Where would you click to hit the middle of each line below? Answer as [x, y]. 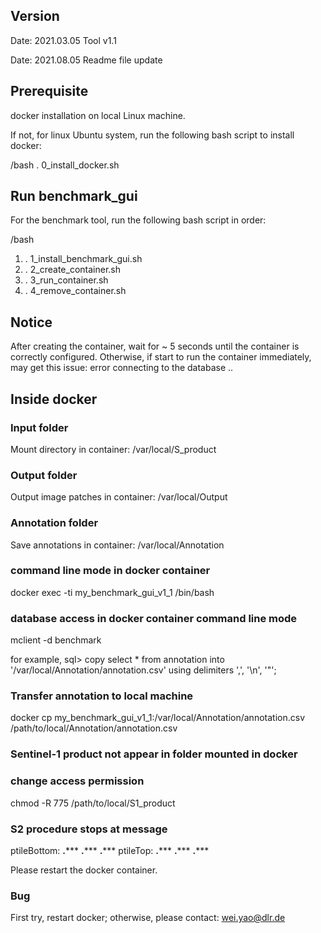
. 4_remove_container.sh [75, 291]
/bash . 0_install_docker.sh [65, 165]
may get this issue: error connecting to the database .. [122, 368]
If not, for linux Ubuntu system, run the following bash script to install [152, 135]
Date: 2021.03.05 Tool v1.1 [63, 40]
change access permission [77, 781]
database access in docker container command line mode [154, 618]
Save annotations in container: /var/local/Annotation [117, 545]
